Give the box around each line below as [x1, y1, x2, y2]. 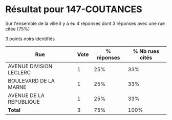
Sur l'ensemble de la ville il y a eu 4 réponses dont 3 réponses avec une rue [5, 20, 165, 26]
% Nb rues [133, 47, 160, 54]
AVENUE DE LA [8, 92, 45, 99]
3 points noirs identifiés [5, 36, 55, 42]
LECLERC [8, 69, 31, 76]
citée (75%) [5, 25, 30, 32]
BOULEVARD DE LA [8, 77, 55, 84]
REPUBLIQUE [8, 98, 40, 105]
